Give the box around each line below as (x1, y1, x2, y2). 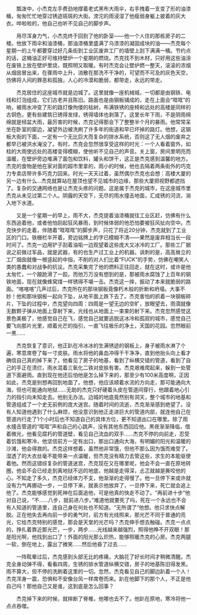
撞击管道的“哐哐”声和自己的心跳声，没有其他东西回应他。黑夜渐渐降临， (11, 423, 186, 430)
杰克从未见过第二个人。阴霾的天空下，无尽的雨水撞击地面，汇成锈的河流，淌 (6, 192, 191, 199)
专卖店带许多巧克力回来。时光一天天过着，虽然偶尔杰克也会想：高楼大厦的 (11, 170, 191, 177)
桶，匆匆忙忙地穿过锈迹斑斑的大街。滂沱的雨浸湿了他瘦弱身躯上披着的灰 (6, 12, 181, 19)
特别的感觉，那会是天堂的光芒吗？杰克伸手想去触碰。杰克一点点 (36, 518, 191, 526)
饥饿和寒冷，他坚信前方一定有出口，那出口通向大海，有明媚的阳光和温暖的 (11, 438, 191, 444)
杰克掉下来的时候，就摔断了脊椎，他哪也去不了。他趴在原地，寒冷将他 (16, 595, 186, 602)
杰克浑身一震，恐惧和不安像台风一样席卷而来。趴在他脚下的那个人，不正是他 (6, 576, 191, 582)
